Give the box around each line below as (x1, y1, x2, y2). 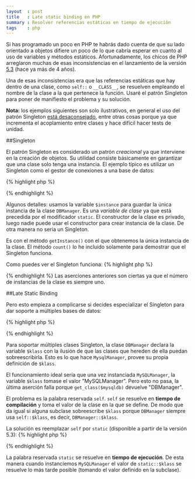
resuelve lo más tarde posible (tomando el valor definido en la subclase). (6, 466, 181, 474)
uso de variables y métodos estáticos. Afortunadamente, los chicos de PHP (6, 53, 188, 60)
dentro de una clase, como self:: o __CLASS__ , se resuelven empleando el (6, 83, 185, 91)
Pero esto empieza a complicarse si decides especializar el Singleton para (6, 301, 185, 308)
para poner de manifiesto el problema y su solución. (6, 96, 131, 103)
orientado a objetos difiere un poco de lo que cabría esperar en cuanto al (6, 47, 182, 54)
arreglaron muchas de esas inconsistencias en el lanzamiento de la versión (6, 60, 187, 67)
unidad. (6, 126, 25, 133)
